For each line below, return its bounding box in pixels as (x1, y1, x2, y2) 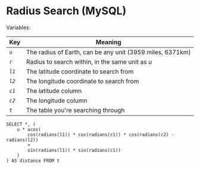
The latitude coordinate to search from (26, 67, 134, 76)
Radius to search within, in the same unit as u (26, 58, 152, 66)
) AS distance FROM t (6, 158, 60, 164)
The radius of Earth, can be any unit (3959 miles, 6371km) (26, 48, 192, 56)
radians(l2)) (6, 137, 39, 143)
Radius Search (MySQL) (6, 4, 127, 18)
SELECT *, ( (6, 121, 36, 127)
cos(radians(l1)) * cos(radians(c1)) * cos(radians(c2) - (27, 132, 174, 137)
